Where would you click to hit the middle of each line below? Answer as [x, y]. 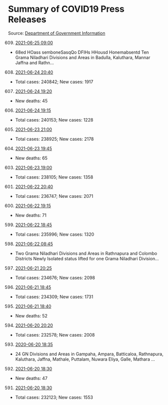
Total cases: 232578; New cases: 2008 [55, 335]
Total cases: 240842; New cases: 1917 [54, 82]
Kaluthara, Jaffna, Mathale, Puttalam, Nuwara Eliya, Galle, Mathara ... [85, 359]
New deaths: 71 [31, 215]
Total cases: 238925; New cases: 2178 [54, 139]
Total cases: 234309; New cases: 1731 [54, 297]
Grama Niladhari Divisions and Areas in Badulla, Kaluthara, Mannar [83, 57]
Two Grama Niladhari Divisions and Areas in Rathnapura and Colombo [86, 253]
